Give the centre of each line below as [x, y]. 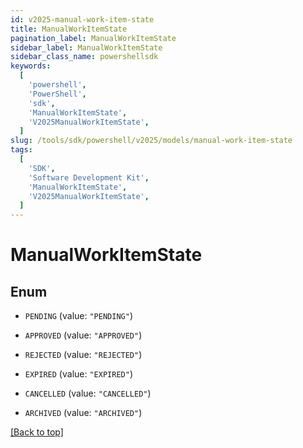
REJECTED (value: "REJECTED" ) [83, 355]
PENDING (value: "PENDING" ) [78, 316]
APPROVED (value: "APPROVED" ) [83, 335]
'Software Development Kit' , [89, 177]
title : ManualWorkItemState [69, 29]
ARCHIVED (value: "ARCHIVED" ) [83, 413]
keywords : [31, 66]
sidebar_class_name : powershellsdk [84, 57]
